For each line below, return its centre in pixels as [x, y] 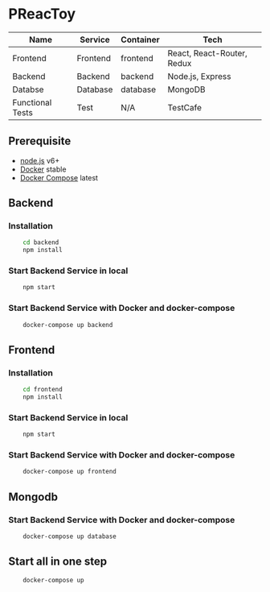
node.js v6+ [40, 160]
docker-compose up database [70, 536]
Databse [28, 89]
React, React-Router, [207, 53]
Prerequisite [40, 141]
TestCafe [185, 107]
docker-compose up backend [68, 325]
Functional [32, 102]
